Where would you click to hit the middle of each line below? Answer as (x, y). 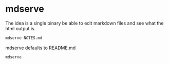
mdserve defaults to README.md (41, 48)
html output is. (21, 28)
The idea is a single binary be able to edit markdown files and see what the (85, 23)
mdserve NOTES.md (24, 38)
